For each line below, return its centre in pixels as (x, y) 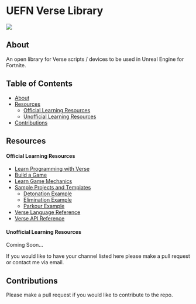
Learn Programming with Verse (52, 169)
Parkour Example (44, 206)
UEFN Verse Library (55, 11)
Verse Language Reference (47, 212)
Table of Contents (39, 84)
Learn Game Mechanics (43, 181)
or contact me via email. (35, 262)
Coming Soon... (25, 245)
